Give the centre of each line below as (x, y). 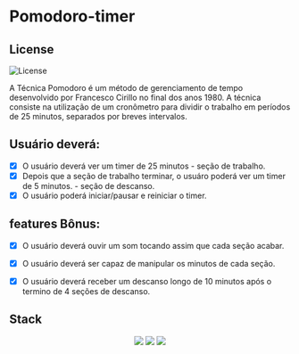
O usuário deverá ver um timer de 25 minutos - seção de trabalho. (144, 166)
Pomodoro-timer (72, 16)
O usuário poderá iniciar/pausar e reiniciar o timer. (114, 195)
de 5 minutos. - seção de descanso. (88, 185)
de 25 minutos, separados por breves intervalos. (98, 116)
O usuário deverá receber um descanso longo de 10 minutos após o (147, 281)
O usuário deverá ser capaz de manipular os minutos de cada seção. (149, 263)
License (32, 49)
